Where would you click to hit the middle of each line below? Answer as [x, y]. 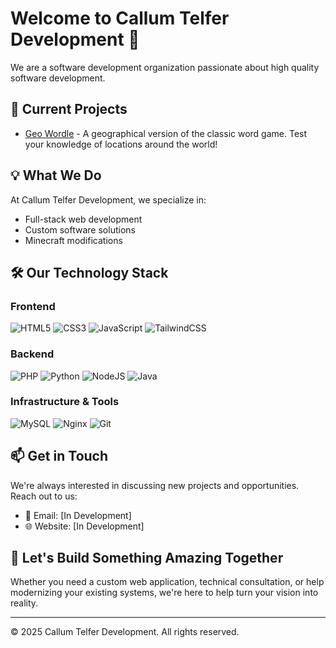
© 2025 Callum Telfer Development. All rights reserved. [125, 632]
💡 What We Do [56, 175]
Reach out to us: [44, 496]
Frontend [33, 306]
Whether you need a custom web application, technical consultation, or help [167, 582]
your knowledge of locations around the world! [121, 144]
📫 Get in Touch [59, 456]
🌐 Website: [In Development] [84, 526]
